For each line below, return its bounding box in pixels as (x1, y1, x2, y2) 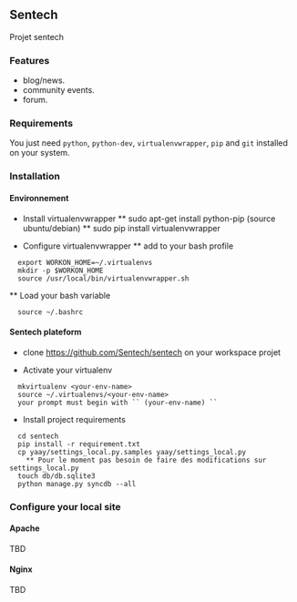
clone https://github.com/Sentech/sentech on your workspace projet (22, 346, 281, 358)
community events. (22, 85, 96, 96)
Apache (9, 523, 40, 534)
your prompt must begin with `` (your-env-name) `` (17, 398, 219, 407)
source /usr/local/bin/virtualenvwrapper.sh (17, 273, 189, 283)
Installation (9, 170, 61, 183)
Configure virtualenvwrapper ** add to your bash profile (22, 240, 234, 251)
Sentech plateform (9, 327, 82, 338)
